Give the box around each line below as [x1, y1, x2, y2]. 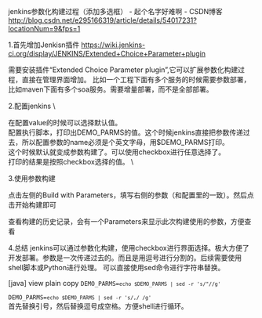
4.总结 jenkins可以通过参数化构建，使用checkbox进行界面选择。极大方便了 [8, 244, 249, 252]
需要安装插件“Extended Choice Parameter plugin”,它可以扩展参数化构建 [8, 65, 238, 74]
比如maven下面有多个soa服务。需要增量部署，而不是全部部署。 [8, 85, 213, 94]
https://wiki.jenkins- [81, 40, 146, 49]
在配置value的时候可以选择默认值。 [8, 118, 122, 127]
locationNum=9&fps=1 [8, 24, 81, 33]
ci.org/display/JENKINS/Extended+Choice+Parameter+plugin [8, 49, 206, 58]
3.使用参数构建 [8, 174, 56, 182]
